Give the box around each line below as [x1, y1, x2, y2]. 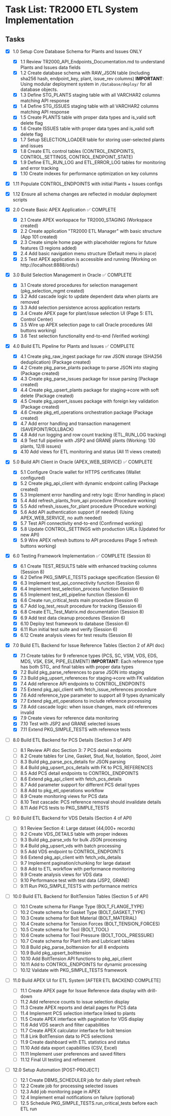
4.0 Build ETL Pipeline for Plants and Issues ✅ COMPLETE [12, 343, 135, 349]
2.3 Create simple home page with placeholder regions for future [20, 239, 157, 245]
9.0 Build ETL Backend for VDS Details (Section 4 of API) [12, 815, 132, 821]
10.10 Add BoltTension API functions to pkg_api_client [20, 955, 132, 962]
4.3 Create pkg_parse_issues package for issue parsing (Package [20, 375, 159, 382]
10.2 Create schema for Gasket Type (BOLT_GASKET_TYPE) [20, 909, 145, 916]
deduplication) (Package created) [20, 359, 91, 365]
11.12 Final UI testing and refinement [20, 1056, 96, 1062]
